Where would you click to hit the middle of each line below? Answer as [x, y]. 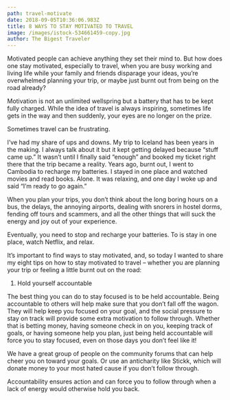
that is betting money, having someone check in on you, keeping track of [110, 326]
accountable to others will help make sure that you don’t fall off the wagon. [113, 304]
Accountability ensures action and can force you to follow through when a [112, 381]
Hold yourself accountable [55, 283]
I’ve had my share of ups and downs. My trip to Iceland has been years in [111, 142]
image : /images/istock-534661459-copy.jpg [69, 33]
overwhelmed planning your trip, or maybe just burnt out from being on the [113, 80]
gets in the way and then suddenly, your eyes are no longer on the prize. [110, 116]
